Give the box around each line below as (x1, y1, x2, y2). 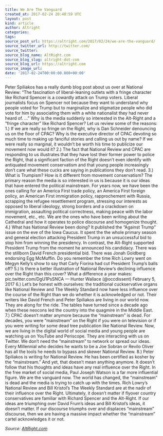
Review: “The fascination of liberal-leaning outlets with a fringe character (5, 89, 152, 95)
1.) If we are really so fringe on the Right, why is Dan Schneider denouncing (5, 125, 156, 131)
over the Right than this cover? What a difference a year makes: (5, 270, 132, 276)
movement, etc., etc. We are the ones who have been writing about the (5, 213, 147, 220)
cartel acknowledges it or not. (5, 416, 65, 422)
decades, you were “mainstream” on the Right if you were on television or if (5, 317, 157, 323)
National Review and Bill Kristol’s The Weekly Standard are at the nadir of (5, 385, 151, 391)
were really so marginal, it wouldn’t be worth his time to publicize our (5, 141, 143, 147)
